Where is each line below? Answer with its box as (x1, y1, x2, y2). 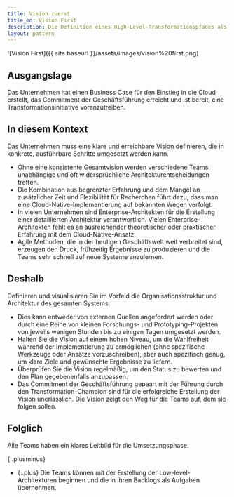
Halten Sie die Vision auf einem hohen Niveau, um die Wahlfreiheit (17, 335, 209, 343)
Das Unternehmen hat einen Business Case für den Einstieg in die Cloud (7, 88, 216, 97)
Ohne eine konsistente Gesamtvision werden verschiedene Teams (17, 163, 209, 171)
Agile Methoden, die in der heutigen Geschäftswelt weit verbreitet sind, (17, 237, 223, 246)
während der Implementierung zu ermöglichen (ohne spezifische (17, 342, 205, 351)
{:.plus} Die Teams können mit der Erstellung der (17, 468, 158, 477)
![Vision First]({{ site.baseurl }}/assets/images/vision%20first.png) (7, 49, 199, 58)
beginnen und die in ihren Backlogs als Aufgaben (58, 475, 200, 484)
